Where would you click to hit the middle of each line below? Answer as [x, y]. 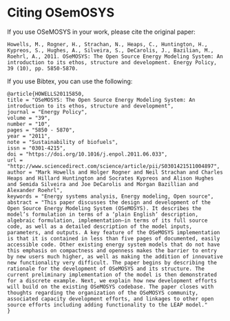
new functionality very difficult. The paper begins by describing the [112, 262]
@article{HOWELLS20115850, [46, 94]
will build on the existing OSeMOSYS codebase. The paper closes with [111, 287]
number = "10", [29, 124]
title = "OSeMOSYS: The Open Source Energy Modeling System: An [101, 100]
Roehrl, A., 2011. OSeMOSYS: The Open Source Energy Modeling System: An [115, 56]
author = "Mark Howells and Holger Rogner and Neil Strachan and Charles [115, 172]
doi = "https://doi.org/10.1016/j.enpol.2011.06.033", [87, 154]
